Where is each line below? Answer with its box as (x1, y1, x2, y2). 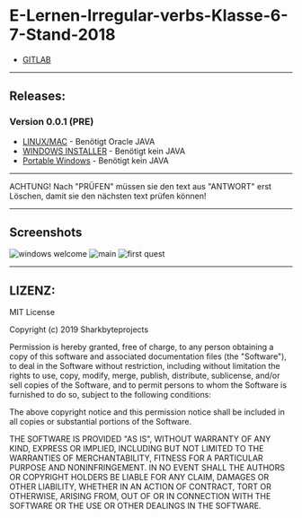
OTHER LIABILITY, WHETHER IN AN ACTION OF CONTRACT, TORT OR (9, 481, 271, 492)
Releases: (9, 89, 66, 104)
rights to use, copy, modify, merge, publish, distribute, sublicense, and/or (9, 370, 280, 382)
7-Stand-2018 (9, 24, 116, 45)
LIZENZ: (9, 283, 56, 298)
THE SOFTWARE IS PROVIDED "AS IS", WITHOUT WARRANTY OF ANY (9, 434, 271, 444)
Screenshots (9, 225, 83, 241)
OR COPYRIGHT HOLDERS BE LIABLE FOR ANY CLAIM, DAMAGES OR (9, 472, 270, 483)
